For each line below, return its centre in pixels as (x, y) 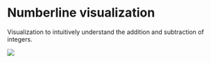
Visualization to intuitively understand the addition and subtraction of (106, 32)
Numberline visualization (81, 13)
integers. (20, 39)
